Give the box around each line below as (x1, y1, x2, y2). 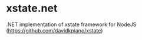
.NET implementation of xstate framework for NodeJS (6, 21, 137, 28)
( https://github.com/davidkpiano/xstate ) (6, 27, 103, 34)
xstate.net (6, 2, 58, 15)
